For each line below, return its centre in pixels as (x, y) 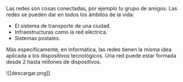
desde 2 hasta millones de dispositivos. (54, 62)
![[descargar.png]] (28, 73)
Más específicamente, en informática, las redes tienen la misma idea (89, 49)
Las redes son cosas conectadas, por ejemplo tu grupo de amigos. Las (92, 8)
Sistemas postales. (37, 38)
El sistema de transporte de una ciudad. (63, 26)
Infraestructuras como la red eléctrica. (61, 32)
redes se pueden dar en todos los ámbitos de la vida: (70, 15)
